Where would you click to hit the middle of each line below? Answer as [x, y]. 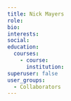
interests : [23, 34]
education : [23, 47]
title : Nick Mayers [36, 14]
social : [19, 41]
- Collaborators [37, 87]
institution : [45, 67]
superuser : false [33, 73]
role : [15, 21]
